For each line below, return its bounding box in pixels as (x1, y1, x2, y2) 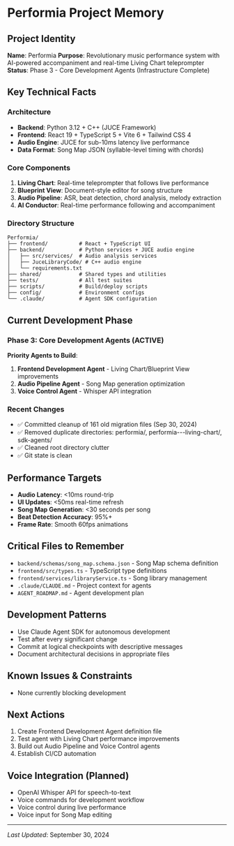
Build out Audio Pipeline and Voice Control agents (17, 742, 160, 750)
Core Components (7, 163, 71, 173)
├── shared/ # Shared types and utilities (7, 271, 167, 278)
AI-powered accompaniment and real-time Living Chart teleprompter (7, 59, 205, 67)
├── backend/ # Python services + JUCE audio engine (7, 247, 195, 254)
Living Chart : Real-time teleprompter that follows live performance (17, 178, 209, 187)
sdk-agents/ (17, 436, 53, 444)
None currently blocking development (17, 688, 127, 697)
